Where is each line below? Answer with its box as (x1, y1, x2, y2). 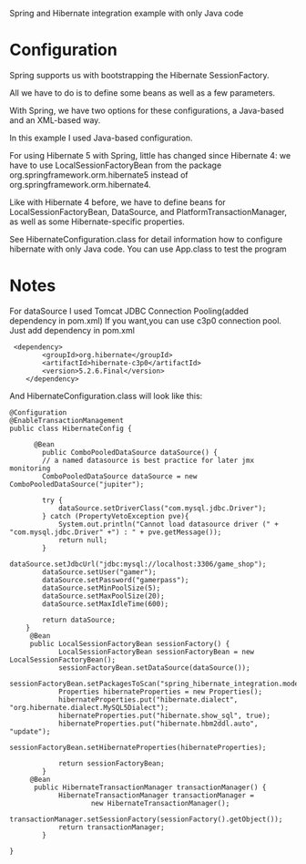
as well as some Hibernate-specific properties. (9, 216, 185, 227)
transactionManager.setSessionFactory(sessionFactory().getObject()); (9, 815, 283, 824)
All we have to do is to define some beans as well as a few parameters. (9, 87, 276, 98)
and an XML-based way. (9, 114, 101, 126)
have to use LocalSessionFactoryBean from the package (9, 159, 222, 170)
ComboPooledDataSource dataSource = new (42, 471, 198, 481)
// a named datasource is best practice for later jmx (42, 456, 255, 465)
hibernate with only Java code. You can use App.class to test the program (9, 243, 287, 254)
